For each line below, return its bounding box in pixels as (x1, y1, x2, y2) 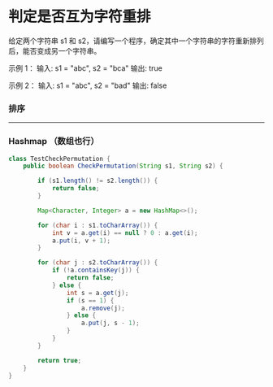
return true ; (37, 356, 82, 364)
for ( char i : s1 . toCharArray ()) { (37, 221, 158, 229)
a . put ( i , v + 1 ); (51, 237, 111, 245)
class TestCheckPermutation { (8, 154, 111, 163)
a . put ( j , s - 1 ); (80, 319, 140, 328)
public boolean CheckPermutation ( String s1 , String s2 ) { (23, 162, 223, 171)
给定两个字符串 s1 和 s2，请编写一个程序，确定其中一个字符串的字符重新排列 (8, 36, 264, 46)
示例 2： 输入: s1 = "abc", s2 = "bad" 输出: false (8, 80, 167, 90)
